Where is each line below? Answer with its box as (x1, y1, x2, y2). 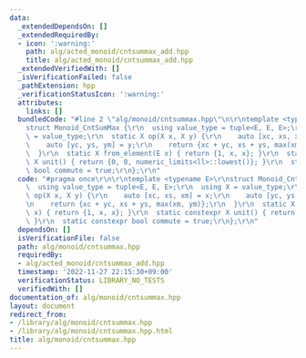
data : (9, 13, 30, 23)
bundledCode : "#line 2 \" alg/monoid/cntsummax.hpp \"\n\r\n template (17, 115, 280, 124)
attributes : (17, 97, 64, 107)
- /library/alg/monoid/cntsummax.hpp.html (9, 327, 173, 336)
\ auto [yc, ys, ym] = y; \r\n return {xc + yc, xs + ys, (25, 140, 271, 149)
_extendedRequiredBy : (17, 30, 100, 39)
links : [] (25, 107, 64, 116)
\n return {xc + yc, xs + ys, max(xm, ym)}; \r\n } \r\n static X (25, 199, 296, 210)
